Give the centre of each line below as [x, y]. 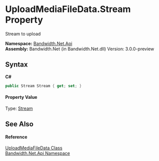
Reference [16, 137]
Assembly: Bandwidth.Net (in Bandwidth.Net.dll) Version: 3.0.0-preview [80, 49]
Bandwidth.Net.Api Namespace [38, 153]
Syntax [17, 64]
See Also [19, 124]
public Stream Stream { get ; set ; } [43, 86]
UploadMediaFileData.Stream [68, 9]
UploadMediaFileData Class [34, 148]
